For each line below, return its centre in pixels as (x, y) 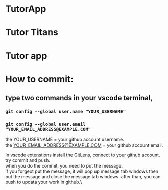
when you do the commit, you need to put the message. (64, 166)
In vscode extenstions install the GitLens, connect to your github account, (83, 155)
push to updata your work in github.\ (44, 182)
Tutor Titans (32, 32)
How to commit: (40, 79)
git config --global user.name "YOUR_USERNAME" (66, 112)
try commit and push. (28, 160)
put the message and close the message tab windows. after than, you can (83, 177)
